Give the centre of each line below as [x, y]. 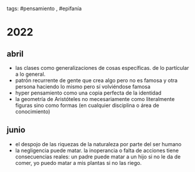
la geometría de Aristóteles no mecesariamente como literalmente [95, 99]
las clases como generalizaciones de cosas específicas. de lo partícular [102, 68]
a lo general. [30, 74]
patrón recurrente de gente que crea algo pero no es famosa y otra [96, 80]
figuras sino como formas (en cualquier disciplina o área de [87, 105]
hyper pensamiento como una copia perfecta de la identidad [88, 93]
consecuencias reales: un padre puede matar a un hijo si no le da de [98, 156]
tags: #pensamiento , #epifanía [44, 9]
